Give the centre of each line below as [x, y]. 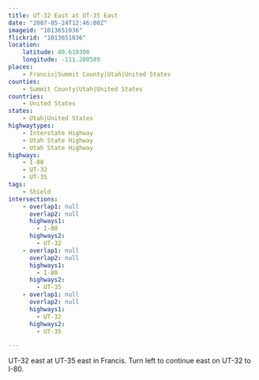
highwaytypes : [32, 126]
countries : [26, 96]
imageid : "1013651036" [45, 30]
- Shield [37, 192]
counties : [24, 81]
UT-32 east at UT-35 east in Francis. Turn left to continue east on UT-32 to [129, 361]
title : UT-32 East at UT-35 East [63, 15]
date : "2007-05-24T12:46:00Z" [58, 23]
